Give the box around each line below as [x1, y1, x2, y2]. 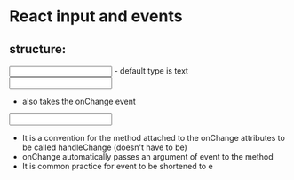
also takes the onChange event [21, 96, 136, 106]
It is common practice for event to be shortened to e [21, 161, 213, 171]
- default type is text [114, 66, 189, 76]
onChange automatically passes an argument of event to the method [21, 152, 274, 161]
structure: [9, 42, 67, 57]
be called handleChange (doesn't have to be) [21, 142, 188, 153]
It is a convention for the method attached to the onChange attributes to [21, 133, 286, 143]
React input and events [9, 6, 183, 27]
